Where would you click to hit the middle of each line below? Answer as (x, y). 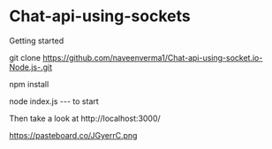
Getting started (37, 41)
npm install (29, 84)
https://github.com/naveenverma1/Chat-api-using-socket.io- (153, 57)
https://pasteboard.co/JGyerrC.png (73, 135)
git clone (25, 57)
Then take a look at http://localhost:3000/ (85, 118)
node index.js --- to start (54, 101)
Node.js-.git (31, 67)
